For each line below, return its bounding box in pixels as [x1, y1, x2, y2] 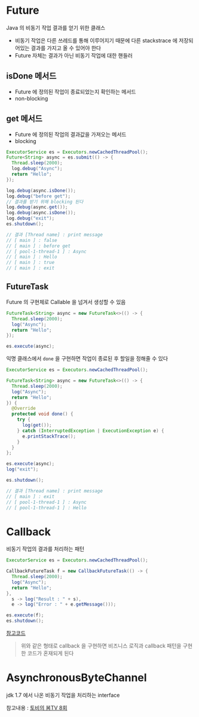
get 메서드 [6, 114, 43, 124]
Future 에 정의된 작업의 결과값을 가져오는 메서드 [14, 130, 127, 138]
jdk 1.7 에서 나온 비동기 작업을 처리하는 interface [6, 692, 120, 698]
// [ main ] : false [6, 237, 58, 243]
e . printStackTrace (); [22, 433, 76, 439]
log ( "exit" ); [6, 466, 39, 473]
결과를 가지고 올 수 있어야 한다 [30, 44, 102, 51]
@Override [11, 405, 36, 412]
